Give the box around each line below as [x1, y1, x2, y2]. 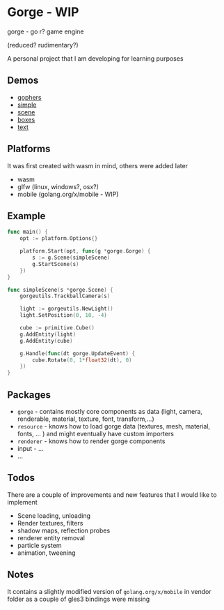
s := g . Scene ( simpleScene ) [32, 254, 111, 261]
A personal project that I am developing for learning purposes [7, 54, 184, 63]
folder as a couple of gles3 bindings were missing [7, 595, 150, 603]
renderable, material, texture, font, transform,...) [17, 415, 154, 423]
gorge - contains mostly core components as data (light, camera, [17, 407, 203, 415]
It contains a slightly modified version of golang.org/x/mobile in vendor [7, 587, 211, 595]
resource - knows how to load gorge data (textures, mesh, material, [17, 422, 211, 430]
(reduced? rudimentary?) [7, 40, 79, 49]
